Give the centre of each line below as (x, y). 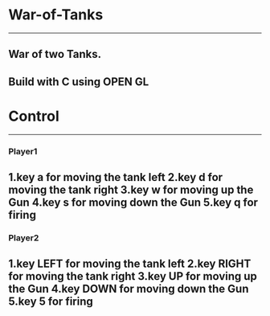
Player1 (23, 151)
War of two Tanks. (55, 54)
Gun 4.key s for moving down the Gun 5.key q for (133, 202)
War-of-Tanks (56, 15)
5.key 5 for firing (51, 302)
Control (34, 116)
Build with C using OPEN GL (79, 82)
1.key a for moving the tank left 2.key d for (116, 177)
